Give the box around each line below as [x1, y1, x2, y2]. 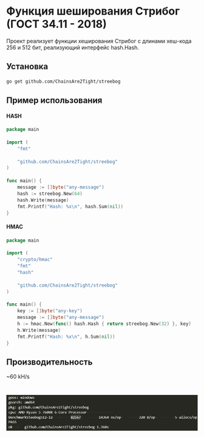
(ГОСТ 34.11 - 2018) [6, 17, 107, 31]
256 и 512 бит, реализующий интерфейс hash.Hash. [6, 44, 140, 51]
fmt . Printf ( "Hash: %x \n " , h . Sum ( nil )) [17, 334, 115, 340]
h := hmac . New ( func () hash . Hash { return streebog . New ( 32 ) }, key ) [17, 321, 192, 327]
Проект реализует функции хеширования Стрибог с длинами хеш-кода [6, 37, 192, 44]
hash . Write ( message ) [17, 197, 69, 203]
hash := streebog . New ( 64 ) [17, 191, 83, 197]
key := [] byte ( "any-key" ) [17, 308, 83, 314]
